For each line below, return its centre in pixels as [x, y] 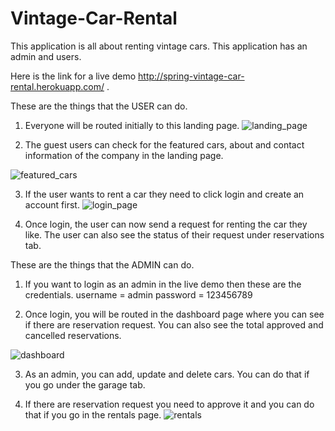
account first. [52, 204]
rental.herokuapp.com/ [57, 86]
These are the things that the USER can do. [99, 106]
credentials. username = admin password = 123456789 [138, 294]
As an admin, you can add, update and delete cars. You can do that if [167, 374]
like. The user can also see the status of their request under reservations [174, 234]
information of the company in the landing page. [124, 155]
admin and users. [46, 56]
